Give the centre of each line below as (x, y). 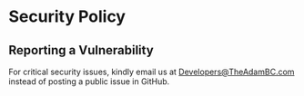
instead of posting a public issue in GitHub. (89, 82)
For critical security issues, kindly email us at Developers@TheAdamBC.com (152, 72)
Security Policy (67, 17)
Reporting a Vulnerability (81, 50)
